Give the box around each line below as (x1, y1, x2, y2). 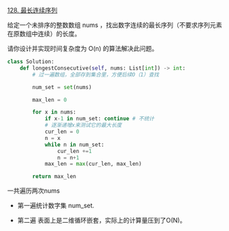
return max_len (32, 173, 77, 180)
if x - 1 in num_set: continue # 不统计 (44, 115, 155, 122)
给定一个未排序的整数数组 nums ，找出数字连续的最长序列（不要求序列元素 (7, 21, 223, 29)
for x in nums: (32, 109, 77, 116)
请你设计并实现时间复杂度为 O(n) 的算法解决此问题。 (7, 45, 158, 52)
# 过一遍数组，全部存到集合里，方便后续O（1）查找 (32, 71, 159, 78)
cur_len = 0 (44, 128, 80, 135)
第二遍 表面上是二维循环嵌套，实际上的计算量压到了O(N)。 (17, 216, 186, 225)
